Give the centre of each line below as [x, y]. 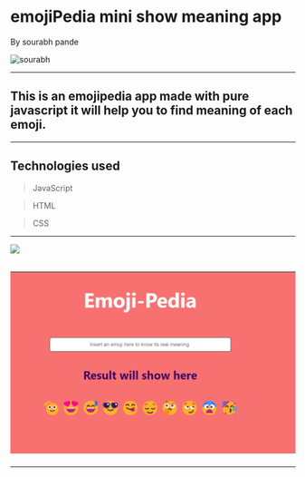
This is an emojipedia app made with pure [130, 97]
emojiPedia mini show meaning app [146, 17]
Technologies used [65, 166]
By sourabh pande [45, 42]
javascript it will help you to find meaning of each [152, 111]
